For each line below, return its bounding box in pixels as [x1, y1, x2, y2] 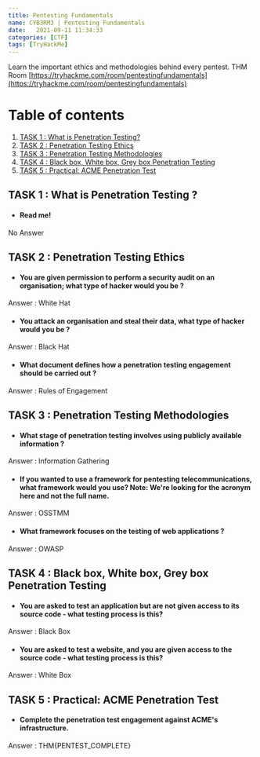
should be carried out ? [19, 368, 96, 378]
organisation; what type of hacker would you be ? [19, 280, 184, 291]
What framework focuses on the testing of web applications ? [19, 527, 225, 536]
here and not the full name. [19, 491, 110, 500]
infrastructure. [19, 723, 69, 733]
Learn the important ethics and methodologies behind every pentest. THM [8, 62, 248, 71]
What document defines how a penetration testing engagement [19, 360, 231, 370]
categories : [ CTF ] [8, 33, 68, 42]
